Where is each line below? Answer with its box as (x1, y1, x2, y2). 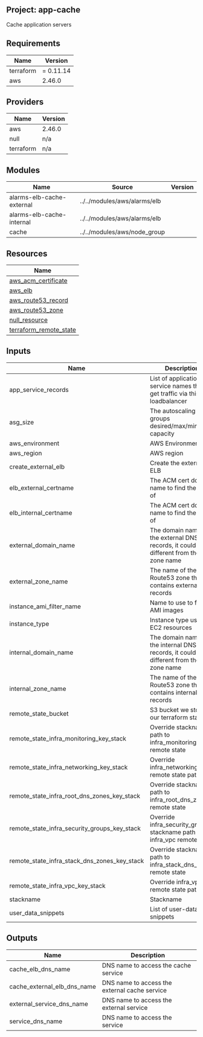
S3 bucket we (150, 705, 189, 714)
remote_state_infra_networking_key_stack (9, 763, 128, 771)
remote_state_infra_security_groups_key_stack (9, 824, 141, 832)
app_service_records (9, 385, 69, 394)
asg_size (9, 418, 34, 426)
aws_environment (9, 439, 60, 448)
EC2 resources (150, 623, 192, 632)
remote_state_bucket (9, 709, 69, 718)
